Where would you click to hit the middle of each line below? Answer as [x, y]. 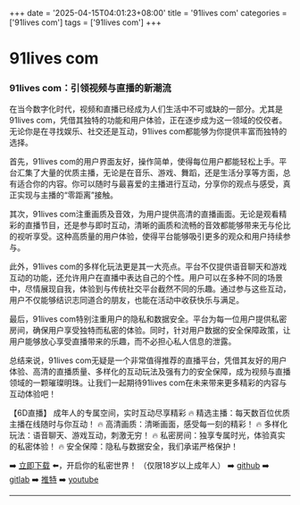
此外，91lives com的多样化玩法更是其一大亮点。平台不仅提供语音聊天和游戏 [148, 266]
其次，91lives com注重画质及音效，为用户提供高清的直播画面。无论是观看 [144, 215]
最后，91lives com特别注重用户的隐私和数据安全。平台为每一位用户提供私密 [148, 319]
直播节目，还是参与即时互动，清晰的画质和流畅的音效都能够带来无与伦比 [158, 225]
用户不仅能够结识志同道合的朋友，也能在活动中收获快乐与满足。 [126, 300]
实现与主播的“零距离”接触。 [67, 195]
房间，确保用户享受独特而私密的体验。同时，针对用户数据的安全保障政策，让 [150, 331]
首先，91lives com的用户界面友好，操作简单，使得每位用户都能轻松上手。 [144, 162]
